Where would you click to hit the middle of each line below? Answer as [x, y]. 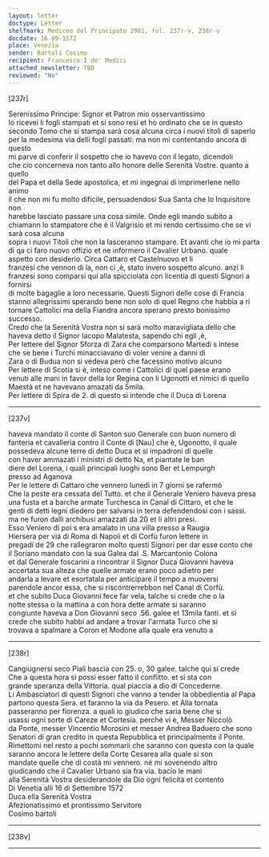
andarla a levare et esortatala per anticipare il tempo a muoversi [113, 579]
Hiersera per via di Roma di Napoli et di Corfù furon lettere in [108, 536]
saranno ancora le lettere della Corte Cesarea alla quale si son [111, 753]
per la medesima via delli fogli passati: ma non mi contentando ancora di [127, 139]
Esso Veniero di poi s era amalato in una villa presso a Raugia [109, 527]
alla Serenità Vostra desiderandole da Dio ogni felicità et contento [116, 779]
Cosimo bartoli [32, 813]
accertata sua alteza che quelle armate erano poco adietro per [111, 570]
